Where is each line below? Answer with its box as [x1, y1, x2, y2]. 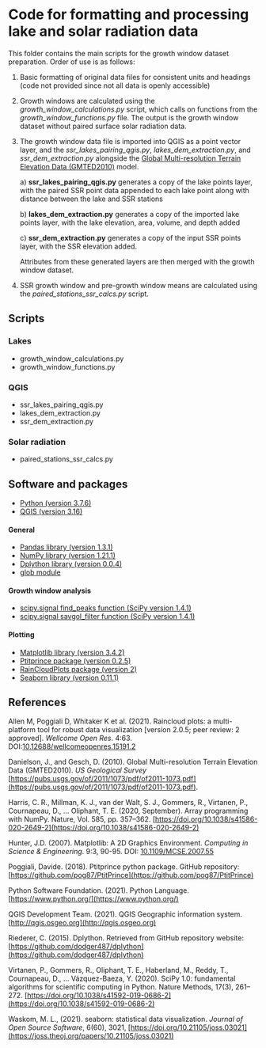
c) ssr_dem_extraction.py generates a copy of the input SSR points [19, 233, 241, 242]
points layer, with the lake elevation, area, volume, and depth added [19, 218, 240, 227]
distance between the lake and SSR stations [19, 194, 164, 203]
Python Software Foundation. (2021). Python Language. [8, 886, 190, 895]
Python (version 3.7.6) [19, 499, 92, 508]
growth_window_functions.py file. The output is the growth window [19, 112, 239, 122]
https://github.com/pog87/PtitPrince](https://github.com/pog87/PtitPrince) [10, 871, 254, 880]
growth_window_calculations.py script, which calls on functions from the [19, 104, 258, 114]
